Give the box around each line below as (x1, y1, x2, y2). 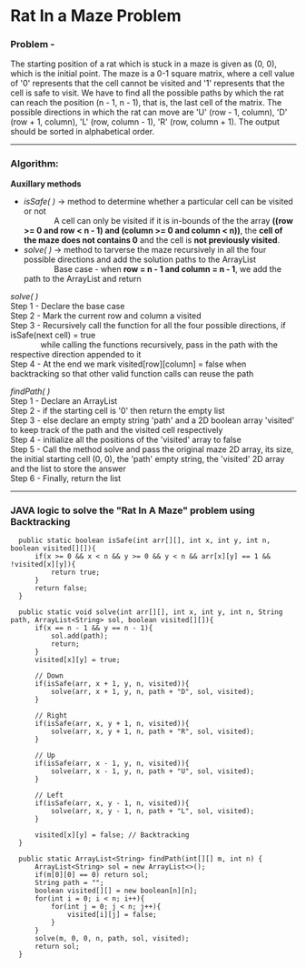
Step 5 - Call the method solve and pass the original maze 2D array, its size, (10, 443, 294, 455)
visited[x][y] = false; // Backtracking (34, 831, 190, 840)
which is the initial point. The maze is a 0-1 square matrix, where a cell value (10, 68, 295, 79)
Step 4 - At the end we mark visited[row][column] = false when (10, 358, 247, 369)
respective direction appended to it (10, 348, 142, 359)
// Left (34, 791, 64, 801)
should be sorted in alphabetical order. (10, 126, 155, 137)
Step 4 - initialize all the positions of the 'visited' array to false (10, 434, 242, 445)
